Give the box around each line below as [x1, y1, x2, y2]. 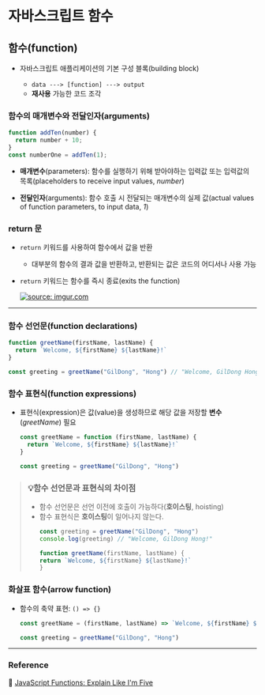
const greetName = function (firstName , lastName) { [19, 433, 197, 441]
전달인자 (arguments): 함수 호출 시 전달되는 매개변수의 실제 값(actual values [19, 193, 255, 202]
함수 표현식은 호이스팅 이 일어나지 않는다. [39, 512, 164, 521]
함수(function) [8, 41, 78, 55]
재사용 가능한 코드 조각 [31, 89, 102, 98]
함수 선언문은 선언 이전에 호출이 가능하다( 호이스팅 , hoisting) [39, 501, 225, 511]
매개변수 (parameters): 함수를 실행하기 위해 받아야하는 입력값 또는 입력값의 [19, 166, 250, 176]
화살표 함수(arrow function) [8, 584, 112, 595]
